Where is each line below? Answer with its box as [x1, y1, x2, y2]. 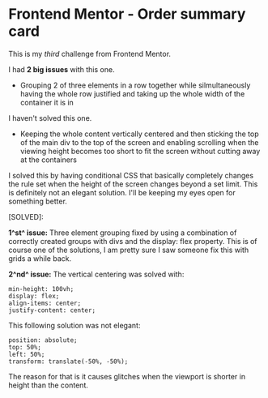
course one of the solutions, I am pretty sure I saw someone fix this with [8, 245, 249, 255]
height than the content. [8, 380, 89, 390]
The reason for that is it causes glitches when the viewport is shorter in [8, 371, 245, 381]
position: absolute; [8, 336, 79, 345]
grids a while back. [8, 253, 71, 263]
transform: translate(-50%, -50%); [8, 357, 129, 366]
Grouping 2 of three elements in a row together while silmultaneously [19, 80, 251, 90]
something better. [8, 196, 67, 206]
